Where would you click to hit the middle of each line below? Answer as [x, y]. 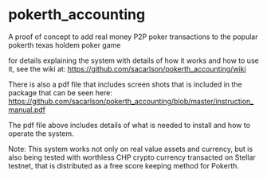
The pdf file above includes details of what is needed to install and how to [130, 125]
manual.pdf [27, 110]
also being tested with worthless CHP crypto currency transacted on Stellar [132, 157]
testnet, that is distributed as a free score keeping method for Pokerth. [124, 165]
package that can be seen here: [61, 92]
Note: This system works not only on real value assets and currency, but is [131, 149]
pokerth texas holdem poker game [65, 44]
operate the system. [41, 133]
